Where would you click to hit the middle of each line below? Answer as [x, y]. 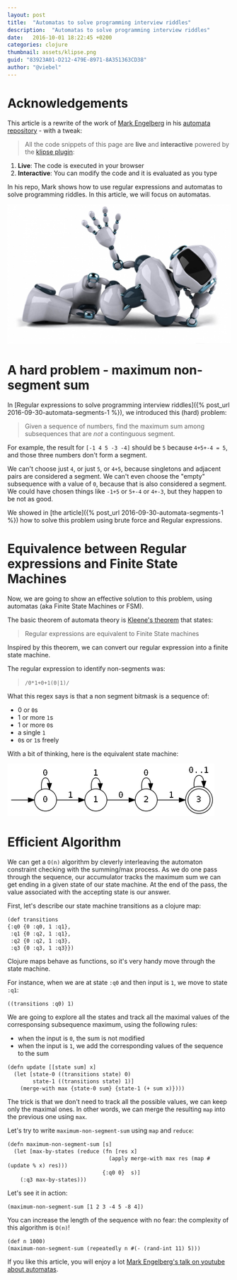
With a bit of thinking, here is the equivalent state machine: [93, 753]
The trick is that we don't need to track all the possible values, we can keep [117, 1101]
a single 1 [31, 732]
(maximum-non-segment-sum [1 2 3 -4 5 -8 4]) [75, 1207]
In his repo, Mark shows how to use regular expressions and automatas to [115, 187]
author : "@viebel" [34, 67]
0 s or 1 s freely [38, 740]
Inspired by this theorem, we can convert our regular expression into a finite [118, 647]
